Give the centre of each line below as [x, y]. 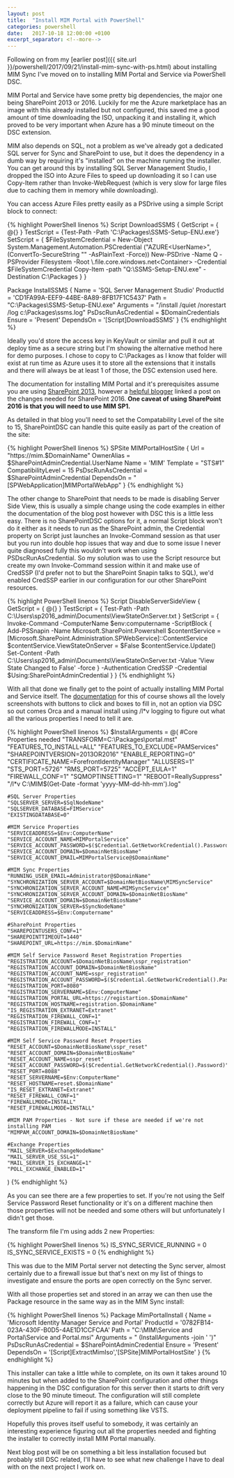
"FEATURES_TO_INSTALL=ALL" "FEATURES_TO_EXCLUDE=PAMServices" [113, 747]
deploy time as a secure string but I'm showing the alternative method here [115, 348]
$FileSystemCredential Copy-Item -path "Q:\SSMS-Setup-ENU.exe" [104, 269]
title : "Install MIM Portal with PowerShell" [76, 20]
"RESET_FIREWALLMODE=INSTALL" [51, 1108]
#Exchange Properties [39, 1145]
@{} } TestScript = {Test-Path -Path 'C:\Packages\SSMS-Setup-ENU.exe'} [113, 232]
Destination [24, 277]
